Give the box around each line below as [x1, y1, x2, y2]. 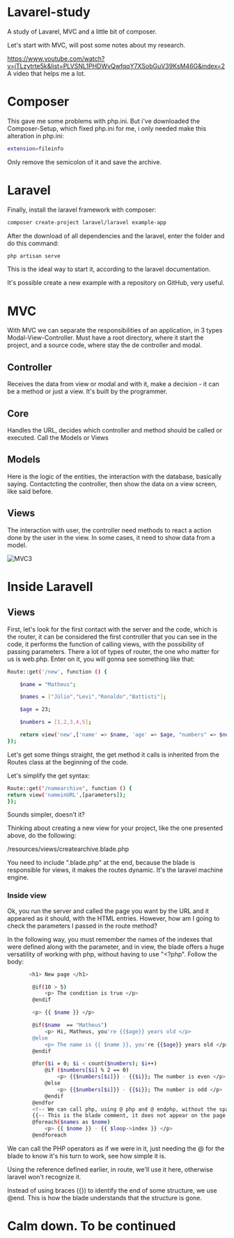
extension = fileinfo [7, 145, 64, 152]
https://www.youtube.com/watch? [7, 54, 105, 63]
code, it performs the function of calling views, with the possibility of [7, 640, 204, 648]
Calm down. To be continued [7, 1218, 176, 1234]
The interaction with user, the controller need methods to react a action [7, 525, 212, 534]
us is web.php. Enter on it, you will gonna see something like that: [7, 655, 195, 663]
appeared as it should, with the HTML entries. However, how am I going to [7, 914, 220, 922]
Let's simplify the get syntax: [7, 771, 91, 780]
